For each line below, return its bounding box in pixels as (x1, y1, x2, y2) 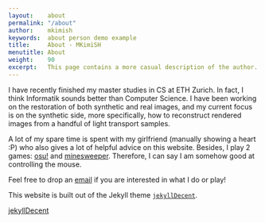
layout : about (8, 11, 66, 20)
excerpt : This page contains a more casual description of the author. (8, 63, 259, 71)
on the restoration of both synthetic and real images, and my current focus (8, 102, 253, 111)
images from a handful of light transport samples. (8, 118, 171, 128)
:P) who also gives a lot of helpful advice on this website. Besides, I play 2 (8, 142, 251, 152)
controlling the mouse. (8, 160, 82, 169)
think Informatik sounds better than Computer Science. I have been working (8, 93, 257, 103)
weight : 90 (8, 56, 56, 64)
